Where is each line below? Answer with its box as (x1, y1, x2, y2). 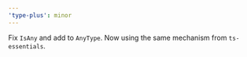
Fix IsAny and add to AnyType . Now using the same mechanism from (8, 33, 227, 42)
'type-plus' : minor (8, 11, 72, 20)
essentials (8, 42, 44, 51)
